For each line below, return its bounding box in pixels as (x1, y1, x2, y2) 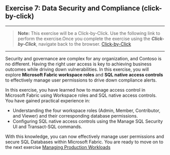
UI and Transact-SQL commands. (12, 124, 82, 130)
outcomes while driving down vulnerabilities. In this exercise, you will (5, 66, 149, 72)
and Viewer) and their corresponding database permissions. (12, 112, 138, 119)
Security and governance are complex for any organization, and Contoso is (5, 55, 162, 61)
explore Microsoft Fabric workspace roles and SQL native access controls (5, 71, 163, 77)
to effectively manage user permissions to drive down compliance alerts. (5, 77, 157, 83)
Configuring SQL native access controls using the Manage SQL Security (12, 118, 163, 124)
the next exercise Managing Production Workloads (5, 144, 111, 150)
